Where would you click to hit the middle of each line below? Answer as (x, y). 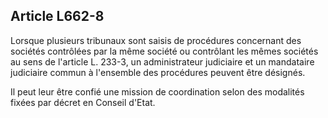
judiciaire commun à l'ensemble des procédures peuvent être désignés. (158, 72)
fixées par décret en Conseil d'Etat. (83, 102)
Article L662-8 (57, 16)
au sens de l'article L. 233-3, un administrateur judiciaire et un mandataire (162, 61)
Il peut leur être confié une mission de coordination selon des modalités (157, 91)
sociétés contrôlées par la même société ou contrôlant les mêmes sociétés (164, 51)
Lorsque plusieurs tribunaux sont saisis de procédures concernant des (156, 40)
